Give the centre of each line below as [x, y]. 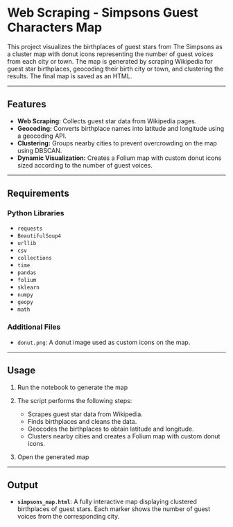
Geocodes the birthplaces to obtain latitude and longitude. [111, 429]
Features [27, 104]
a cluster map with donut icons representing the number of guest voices [110, 54]
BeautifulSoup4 [39, 236]
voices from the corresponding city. [68, 517]
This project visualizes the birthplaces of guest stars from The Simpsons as [115, 46]
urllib [27, 244]
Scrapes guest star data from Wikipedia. [85, 414]
